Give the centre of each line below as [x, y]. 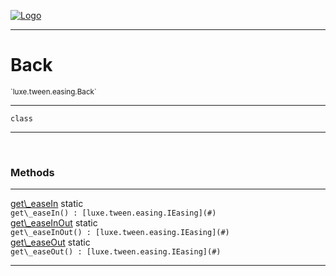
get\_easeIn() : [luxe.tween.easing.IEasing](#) [113, 213]
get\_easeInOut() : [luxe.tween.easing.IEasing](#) [120, 233]
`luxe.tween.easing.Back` [53, 91]
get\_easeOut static [50, 242]
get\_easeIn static [47, 204]
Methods [32, 172]
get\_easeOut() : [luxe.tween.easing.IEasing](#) [116, 252]
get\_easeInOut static [54, 223]
